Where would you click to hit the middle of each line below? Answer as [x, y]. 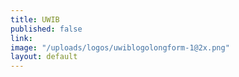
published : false [46, 29]
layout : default [44, 57]
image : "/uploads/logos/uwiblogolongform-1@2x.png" [120, 47]
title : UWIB [35, 19]
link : [21, 38]
